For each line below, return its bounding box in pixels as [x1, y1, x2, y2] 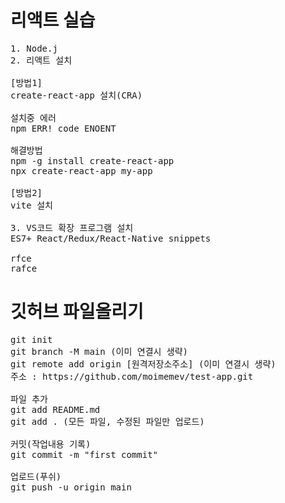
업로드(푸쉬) [10, 471, 62, 482]
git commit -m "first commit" [10, 449, 159, 460]
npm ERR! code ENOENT [10, 122, 117, 134]
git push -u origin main [10, 481, 132, 493]
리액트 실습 [10, 9, 96, 32]
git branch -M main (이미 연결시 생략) [10, 346, 189, 357]
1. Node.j [10, 42, 58, 54]
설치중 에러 [10, 112, 57, 123]
